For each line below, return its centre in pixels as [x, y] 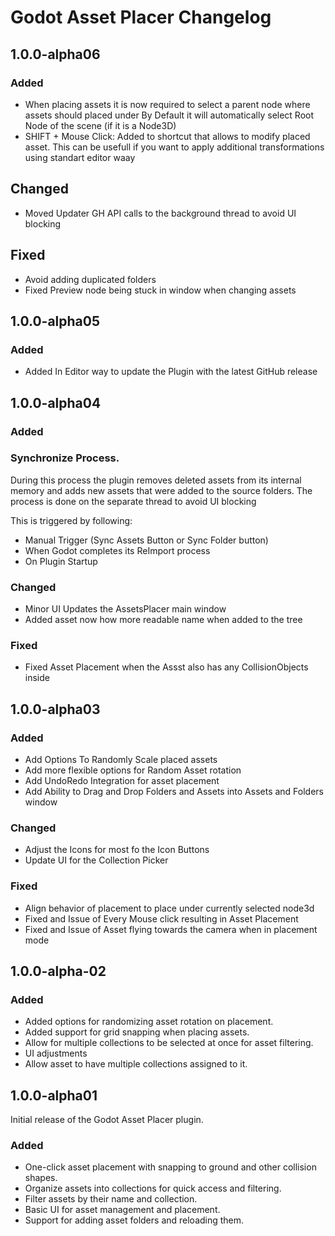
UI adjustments [56, 1053]
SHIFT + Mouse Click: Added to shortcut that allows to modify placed [167, 136]
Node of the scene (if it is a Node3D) [100, 125]
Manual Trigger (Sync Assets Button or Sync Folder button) [146, 540]
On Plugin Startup [61, 561]
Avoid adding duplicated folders [90, 279]
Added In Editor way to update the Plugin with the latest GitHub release [171, 372]
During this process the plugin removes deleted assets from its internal [156, 480]
